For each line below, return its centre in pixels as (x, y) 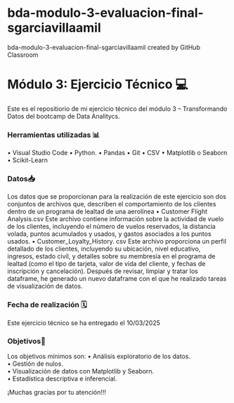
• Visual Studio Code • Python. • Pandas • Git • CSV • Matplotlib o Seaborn (117, 153)
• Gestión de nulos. (35, 364)
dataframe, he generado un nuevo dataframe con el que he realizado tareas (117, 279)
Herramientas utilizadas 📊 (54, 135)
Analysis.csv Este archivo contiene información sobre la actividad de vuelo (116, 219)
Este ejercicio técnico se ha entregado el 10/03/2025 (84, 323)
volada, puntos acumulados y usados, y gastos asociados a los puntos (110, 234)
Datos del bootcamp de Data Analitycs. (64, 116)
